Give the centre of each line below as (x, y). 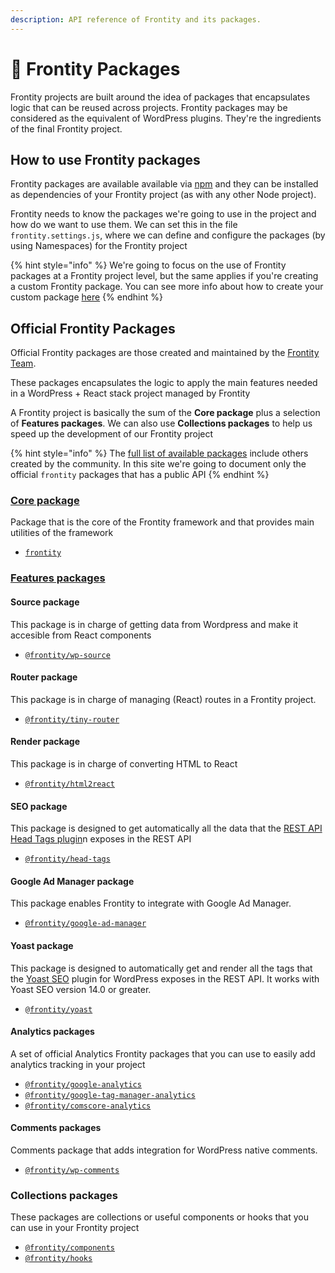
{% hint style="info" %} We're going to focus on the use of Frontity (148, 265)
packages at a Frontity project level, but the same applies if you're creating (164, 276)
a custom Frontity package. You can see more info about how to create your (167, 287)
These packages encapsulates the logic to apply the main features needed (164, 383)
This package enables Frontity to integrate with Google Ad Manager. (151, 903)
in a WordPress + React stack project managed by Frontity (130, 393)
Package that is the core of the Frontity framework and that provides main (162, 522)
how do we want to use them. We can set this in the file (124, 225)
